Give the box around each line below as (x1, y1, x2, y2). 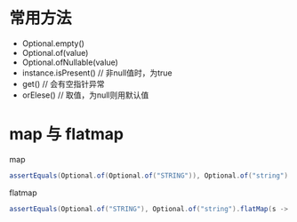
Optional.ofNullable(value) (21, 57, 118, 67)
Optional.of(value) (21, 47, 89, 58)
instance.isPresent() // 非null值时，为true (21, 67, 173, 78)
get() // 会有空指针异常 (21, 78, 105, 89)
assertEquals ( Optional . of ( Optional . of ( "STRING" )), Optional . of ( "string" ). (9, 170, 293, 180)
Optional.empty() (21, 37, 84, 49)
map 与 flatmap (9, 124, 124, 145)
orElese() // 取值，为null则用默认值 (21, 90, 149, 100)
